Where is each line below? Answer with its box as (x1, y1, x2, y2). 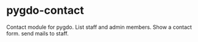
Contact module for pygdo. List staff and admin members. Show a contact (6, 23, 192, 31)
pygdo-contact (6, 4, 84, 17)
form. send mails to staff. (6, 29, 69, 37)
